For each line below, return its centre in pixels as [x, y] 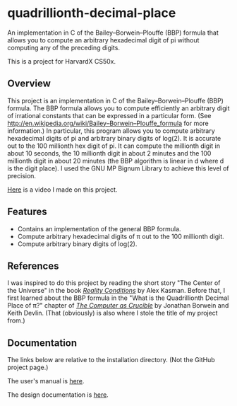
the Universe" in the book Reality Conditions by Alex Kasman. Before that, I [116, 291]
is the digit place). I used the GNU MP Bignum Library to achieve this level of [118, 168]
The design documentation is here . [58, 395]
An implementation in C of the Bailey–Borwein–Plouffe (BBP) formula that [113, 33]
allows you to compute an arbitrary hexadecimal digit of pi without [103, 40]
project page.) [28, 367]
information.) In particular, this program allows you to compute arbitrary [111, 130]
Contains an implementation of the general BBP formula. [99, 228]
